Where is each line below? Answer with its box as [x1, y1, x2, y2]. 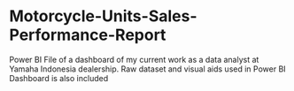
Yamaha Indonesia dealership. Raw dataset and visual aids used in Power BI [9, 64, 286, 74]
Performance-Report [9, 25, 166, 45]
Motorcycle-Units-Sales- [9, 6, 197, 27]
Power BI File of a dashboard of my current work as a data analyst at [9, 54, 259, 64]
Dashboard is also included [9, 72, 109, 83]
